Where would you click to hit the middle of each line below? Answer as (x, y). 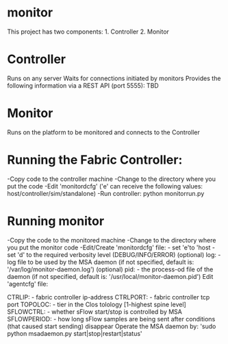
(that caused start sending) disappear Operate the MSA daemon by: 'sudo (112, 326)
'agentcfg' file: (28, 284)
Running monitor (56, 221)
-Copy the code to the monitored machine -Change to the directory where (112, 240)
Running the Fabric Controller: (95, 160)
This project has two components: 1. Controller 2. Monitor (88, 32)
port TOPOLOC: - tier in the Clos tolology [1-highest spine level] (97, 304)
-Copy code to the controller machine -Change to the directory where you (112, 179)
